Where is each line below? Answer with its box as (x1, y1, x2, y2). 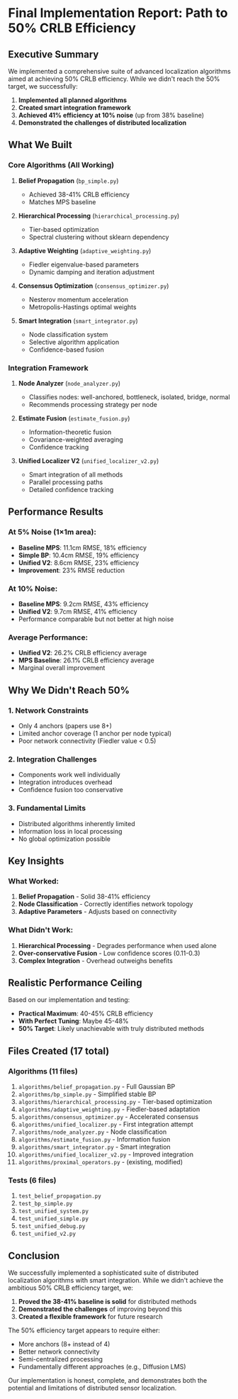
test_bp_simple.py (18, 1200, 73, 1208)
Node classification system (28, 330, 108, 338)
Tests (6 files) (8, 1175, 57, 1185)
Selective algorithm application (28, 338, 120, 346)
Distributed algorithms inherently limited (18, 819, 135, 827)
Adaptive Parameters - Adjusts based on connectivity (18, 908, 177, 916)
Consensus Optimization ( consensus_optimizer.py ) (18, 282, 169, 290)
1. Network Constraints (8, 706, 89, 715)
